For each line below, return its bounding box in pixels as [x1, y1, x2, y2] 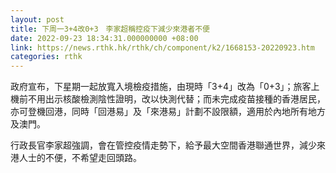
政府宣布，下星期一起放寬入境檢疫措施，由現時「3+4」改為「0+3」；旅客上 [10, 81, 320, 93]
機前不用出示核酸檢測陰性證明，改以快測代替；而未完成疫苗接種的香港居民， [10, 93, 326, 105]
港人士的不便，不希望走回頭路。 [10, 152, 142, 164]
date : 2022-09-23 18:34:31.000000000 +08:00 [10, 33, 199, 43]
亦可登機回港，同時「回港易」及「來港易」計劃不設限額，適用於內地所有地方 [10, 106, 326, 118]
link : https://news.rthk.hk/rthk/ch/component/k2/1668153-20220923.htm [10, 42, 315, 53]
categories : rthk [10, 52, 83, 62]
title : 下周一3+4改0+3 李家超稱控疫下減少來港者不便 [10, 24, 211, 34]
